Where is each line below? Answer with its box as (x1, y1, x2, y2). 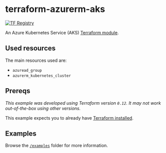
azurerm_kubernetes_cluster (12, 73, 71, 78)
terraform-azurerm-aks (5, 3, 105, 15)
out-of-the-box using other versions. (5, 105, 81, 111)
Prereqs (5, 87, 30, 95)
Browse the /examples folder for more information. (5, 143, 108, 149)
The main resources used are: (5, 57, 67, 63)
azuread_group (12, 68, 42, 73)
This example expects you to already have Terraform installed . (5, 115, 133, 121)
